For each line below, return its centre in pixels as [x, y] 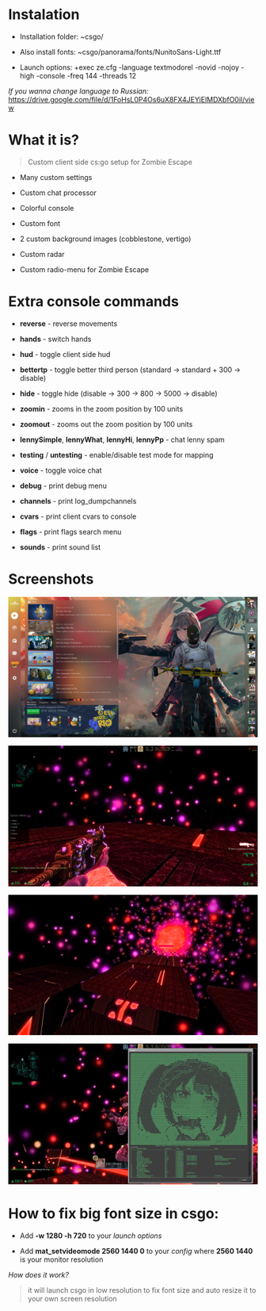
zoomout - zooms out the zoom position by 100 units [106, 424]
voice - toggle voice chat [61, 470]
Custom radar [42, 254]
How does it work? [39, 1275]
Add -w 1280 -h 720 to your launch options [91, 1236]
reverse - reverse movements [68, 324]
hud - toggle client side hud [65, 354]
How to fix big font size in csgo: [114, 1213]
